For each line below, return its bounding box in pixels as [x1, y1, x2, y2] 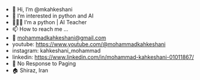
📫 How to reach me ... [12, 25, 68, 33]
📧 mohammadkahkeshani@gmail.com [12, 34, 106, 41]
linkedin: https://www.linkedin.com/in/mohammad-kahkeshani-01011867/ [12, 53, 194, 61]
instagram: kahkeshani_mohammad [12, 47, 101, 54]
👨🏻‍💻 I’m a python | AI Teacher [12, 19, 87, 25]
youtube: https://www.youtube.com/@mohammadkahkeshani [12, 41, 165, 48]
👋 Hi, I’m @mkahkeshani [12, 6, 73, 13]
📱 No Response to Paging [12, 60, 76, 67]
